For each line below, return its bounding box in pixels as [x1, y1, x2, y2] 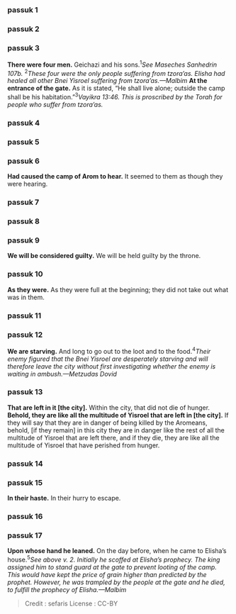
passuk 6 [7, 156, 40, 166]
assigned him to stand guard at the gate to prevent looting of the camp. [7, 562, 218, 571]
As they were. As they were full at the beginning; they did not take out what [7, 285, 229, 294]
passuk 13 [7, 387, 43, 397]
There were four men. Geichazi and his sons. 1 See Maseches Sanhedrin [7, 59, 218, 69]
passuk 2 [7, 23, 40, 33]
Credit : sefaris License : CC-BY [24, 599, 118, 608]
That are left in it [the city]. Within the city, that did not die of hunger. [7, 403, 210, 412]
